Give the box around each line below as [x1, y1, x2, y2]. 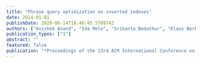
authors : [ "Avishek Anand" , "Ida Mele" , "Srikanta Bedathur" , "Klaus [6, 25, 185, 32]
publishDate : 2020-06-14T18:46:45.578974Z [6, 20, 114, 26]
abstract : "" [6, 37, 39, 43]
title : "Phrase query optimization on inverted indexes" [6, 8, 152, 15]
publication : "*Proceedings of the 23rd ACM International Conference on [6, 48, 195, 54]
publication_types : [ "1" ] [6, 31, 71, 37]
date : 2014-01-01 [6, 14, 50, 20]
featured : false [6, 43, 47, 49]
